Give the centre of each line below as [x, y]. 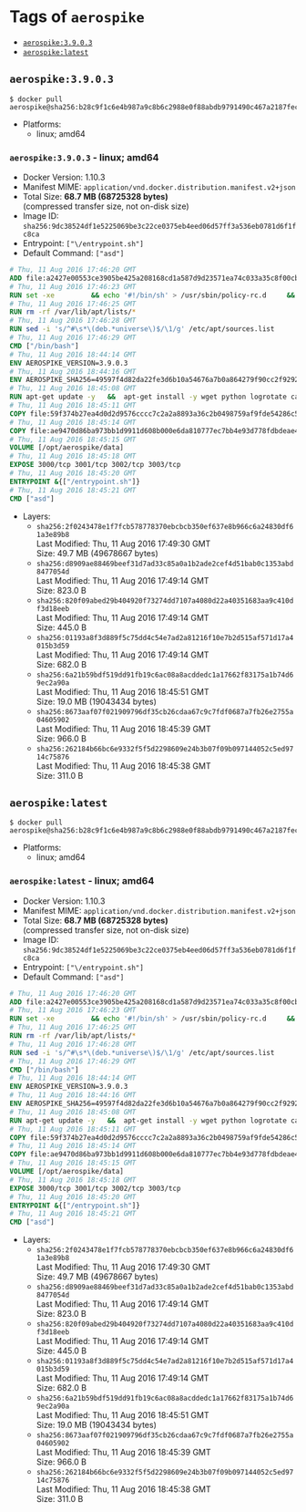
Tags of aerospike [77, 17]
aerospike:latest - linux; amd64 [82, 881]
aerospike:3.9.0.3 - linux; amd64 [84, 157]
